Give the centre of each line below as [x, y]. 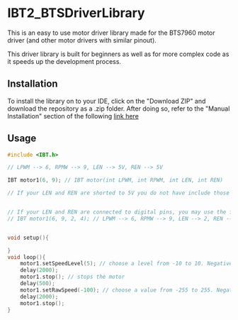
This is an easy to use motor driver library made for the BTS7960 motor [111, 33]
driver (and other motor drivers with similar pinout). [82, 40]
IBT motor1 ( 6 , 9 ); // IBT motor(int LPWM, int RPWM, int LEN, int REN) [115, 180]
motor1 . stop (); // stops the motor [73, 277]
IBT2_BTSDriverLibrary [76, 13]
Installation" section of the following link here [73, 116]
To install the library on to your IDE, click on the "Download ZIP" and [107, 101]
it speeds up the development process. [64, 61]
